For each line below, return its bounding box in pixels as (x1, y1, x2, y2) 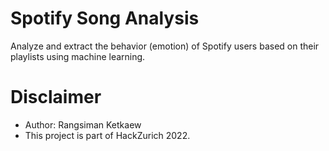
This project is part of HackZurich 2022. (24, 129, 191, 141)
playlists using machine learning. (10, 50, 146, 62)
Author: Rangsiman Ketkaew (24, 118, 142, 131)
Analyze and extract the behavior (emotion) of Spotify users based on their (10, 40, 320, 52)
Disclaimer (10, 86, 102, 109)
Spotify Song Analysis (10, 7, 200, 30)
